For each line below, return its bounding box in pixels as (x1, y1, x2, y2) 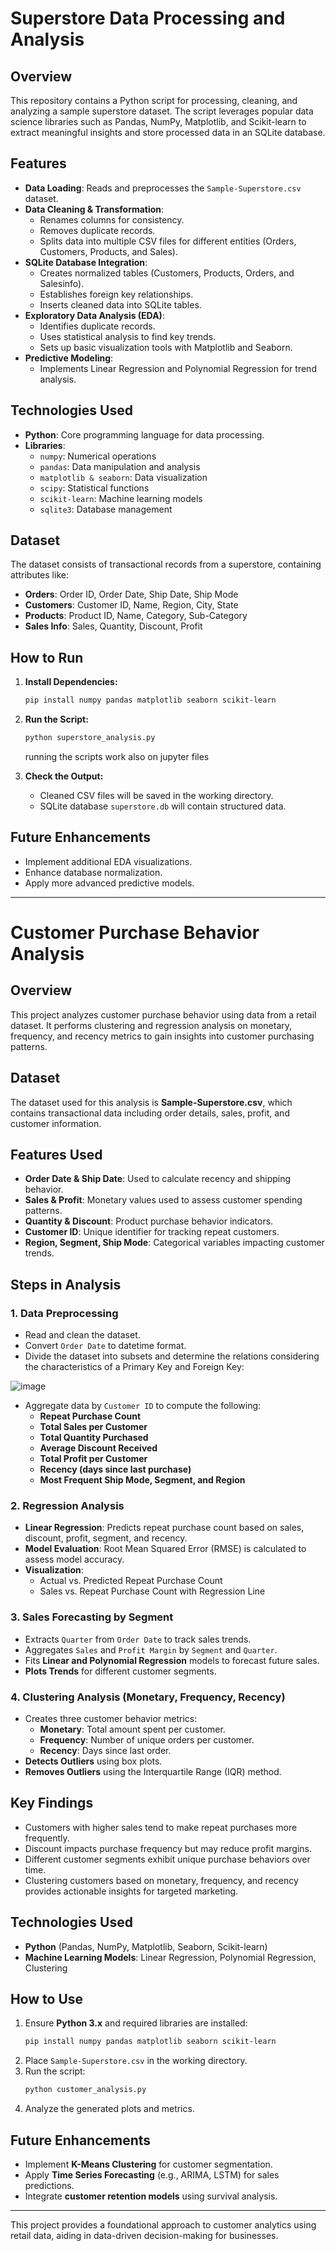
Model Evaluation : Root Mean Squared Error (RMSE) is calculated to (24, 1543, 307, 1555)
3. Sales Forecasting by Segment (10, 1610, 174, 1624)
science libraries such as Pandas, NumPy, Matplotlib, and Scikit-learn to (10, 116, 307, 127)
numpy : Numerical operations (39, 450, 157, 462)
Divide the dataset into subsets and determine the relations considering (24, 1350, 320, 1362)
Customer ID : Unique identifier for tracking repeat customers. (24, 1226, 280, 1238)
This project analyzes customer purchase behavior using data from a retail (10, 1008, 317, 1021)
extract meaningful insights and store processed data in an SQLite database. (10, 127, 326, 138)
